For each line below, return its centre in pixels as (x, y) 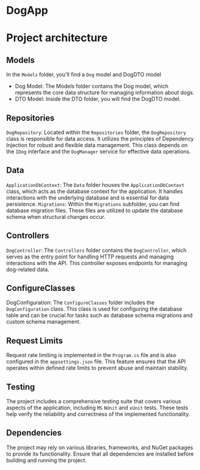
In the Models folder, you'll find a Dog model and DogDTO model (84, 75)
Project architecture (57, 38)
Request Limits (35, 340)
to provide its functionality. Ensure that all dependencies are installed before (100, 454)
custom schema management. (43, 322)
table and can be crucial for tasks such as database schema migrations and (99, 316)
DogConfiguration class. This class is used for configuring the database (94, 309)
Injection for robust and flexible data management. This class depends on (97, 145)
